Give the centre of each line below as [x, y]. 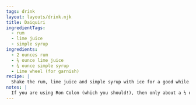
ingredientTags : [26, 28]
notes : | [17, 87]
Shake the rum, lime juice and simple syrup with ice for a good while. [101, 82]
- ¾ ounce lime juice [38, 60]
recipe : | [18, 76]
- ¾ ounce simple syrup [40, 66]
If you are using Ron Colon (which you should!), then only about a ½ [99, 93]
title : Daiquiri [26, 22]
